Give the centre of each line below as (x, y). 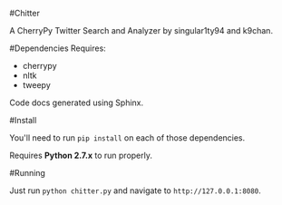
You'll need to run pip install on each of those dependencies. (127, 138)
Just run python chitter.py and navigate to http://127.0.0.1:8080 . (135, 190)
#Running (27, 173)
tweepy (37, 85)
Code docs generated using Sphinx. (77, 102)
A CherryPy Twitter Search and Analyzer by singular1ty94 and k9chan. (141, 30)
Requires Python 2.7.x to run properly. (81, 155)
